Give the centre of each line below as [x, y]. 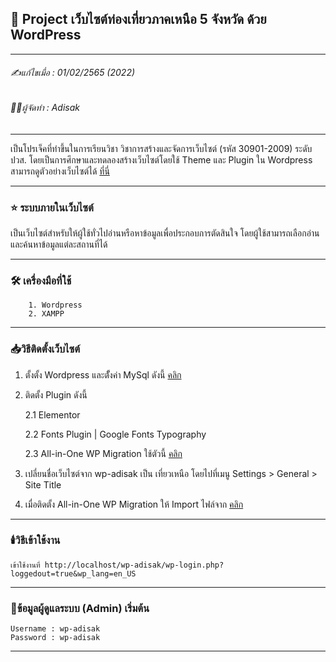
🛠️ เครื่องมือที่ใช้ [41, 280]
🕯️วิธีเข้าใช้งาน [35, 540]
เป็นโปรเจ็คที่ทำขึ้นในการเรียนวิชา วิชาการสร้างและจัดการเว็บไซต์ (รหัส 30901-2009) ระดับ [161, 148]
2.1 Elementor [52, 414]
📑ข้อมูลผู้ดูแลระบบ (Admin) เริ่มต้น [80, 608]
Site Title [43, 484]
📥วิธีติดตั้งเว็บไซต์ [45, 349]
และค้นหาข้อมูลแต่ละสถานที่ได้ [59, 244]
